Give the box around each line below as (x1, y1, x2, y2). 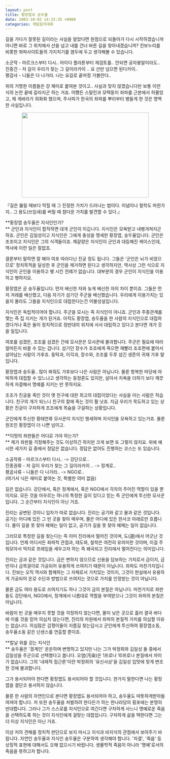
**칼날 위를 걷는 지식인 (5, 640, 51, 646)
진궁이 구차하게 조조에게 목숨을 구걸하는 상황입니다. (14, 405, 117, 411)
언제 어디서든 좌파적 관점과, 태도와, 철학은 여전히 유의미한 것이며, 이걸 (20, 539, 158, 546)
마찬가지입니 (139, 563, 164, 569)
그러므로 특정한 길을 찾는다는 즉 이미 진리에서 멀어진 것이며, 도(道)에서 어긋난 (5, 533, 158, 539)
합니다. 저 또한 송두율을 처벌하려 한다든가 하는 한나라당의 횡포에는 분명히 (18, 699, 162, 706)
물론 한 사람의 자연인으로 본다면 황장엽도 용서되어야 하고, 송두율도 (5, 693, 135, 699)
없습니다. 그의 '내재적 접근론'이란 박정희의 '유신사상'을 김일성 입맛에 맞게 (10, 658, 154, 665)
